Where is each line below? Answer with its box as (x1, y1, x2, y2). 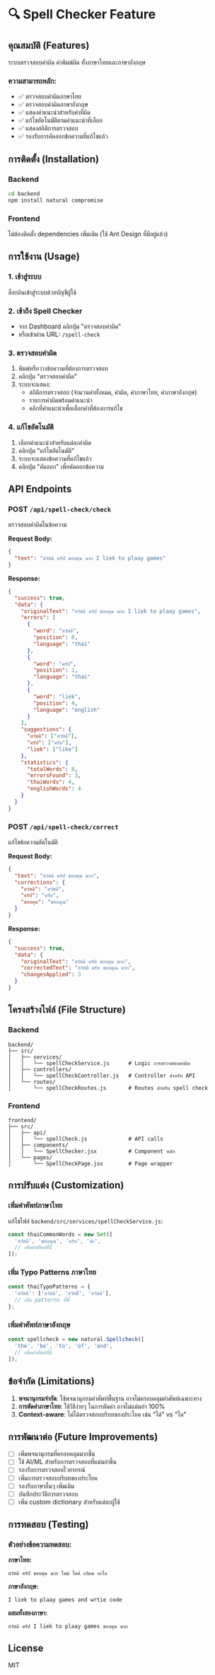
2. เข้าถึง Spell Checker (8, 306, 83, 316)
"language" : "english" (33, 706, 100, 713)
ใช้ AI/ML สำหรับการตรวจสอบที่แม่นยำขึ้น (18, 1458, 117, 1466)
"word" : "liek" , (33, 693, 81, 700)
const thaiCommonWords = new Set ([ (8, 1231, 113, 1238)
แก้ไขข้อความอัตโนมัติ (8, 837, 59, 846)
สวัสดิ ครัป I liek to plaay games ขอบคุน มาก (8, 1623, 128, 1630)
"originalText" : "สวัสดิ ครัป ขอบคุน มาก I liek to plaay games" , (21, 607, 201, 615)
